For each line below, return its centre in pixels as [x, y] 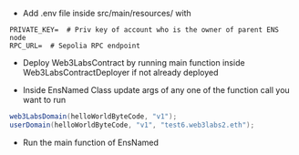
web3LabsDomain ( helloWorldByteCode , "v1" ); [93, 117]
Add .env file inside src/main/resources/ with [107, 13]
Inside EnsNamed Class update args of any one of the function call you [156, 90]
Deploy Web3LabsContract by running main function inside [134, 62]
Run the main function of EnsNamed [91, 142]
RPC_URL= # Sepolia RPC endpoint [75, 46]
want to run [44, 100]
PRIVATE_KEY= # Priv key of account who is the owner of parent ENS [144, 30]
